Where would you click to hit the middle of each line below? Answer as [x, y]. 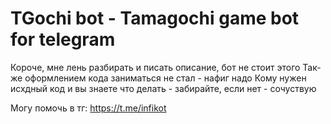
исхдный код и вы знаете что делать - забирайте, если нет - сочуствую [163, 88]
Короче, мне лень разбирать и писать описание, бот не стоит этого [155, 67]
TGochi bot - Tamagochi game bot [155, 18]
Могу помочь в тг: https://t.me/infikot [88, 108]
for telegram [63, 39]
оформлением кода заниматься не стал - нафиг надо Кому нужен [165, 78]
